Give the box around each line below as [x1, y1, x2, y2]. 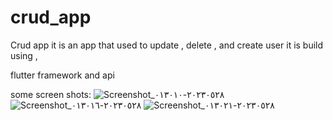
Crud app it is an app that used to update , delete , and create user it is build [10, 39, 324, 51]
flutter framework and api [10, 69, 115, 81]
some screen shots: [10, 88, 92, 100]
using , [10, 49, 38, 61]
